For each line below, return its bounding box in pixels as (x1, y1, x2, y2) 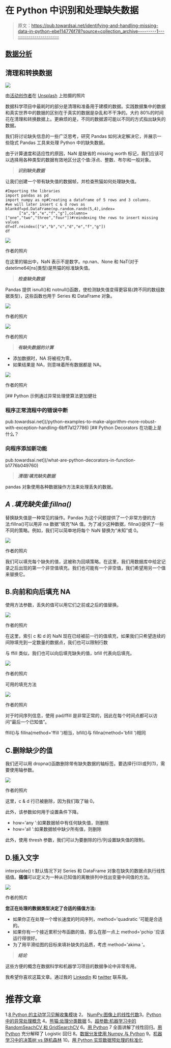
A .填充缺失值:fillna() (5, 500, 72, 509)
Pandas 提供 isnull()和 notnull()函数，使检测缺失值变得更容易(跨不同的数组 (5, 287, 160, 293)
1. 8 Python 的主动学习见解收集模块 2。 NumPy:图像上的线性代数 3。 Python (5, 1011, 162, 1017)
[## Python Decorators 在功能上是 (90, 424, 162, 431)
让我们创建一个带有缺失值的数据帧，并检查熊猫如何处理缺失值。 (5, 179, 139, 185)
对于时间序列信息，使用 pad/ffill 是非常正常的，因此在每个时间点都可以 (5, 713, 154, 719)
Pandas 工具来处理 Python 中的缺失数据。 (19, 139, 108, 146)
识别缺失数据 (17, 167, 45, 174)
